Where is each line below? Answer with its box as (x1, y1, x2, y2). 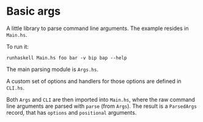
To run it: (6, 43, 29, 50)
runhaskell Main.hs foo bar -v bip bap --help (6, 55, 127, 61)
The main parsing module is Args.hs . (6, 66, 99, 73)
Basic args (6, 4, 61, 18)
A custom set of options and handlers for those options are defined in (6, 77, 182, 85)
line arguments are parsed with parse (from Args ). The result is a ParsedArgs (6, 102, 197, 110)
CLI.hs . (6, 84, 24, 91)
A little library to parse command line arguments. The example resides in (6, 25, 189, 32)
